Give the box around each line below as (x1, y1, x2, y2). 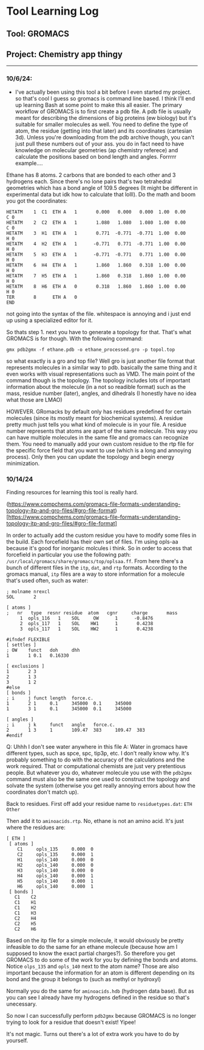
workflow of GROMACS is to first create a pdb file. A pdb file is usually (15, 108, 191, 115)
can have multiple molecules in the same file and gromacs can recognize (6, 433, 189, 441)
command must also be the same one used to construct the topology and (6, 775, 190, 783)
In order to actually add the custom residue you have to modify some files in (6, 531, 197, 539)
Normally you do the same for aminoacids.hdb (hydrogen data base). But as (6, 987, 194, 995)
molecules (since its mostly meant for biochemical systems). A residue (6, 414, 183, 421)
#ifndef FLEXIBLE (6, 636, 50, 643)
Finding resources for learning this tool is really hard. (6, 488, 138, 495)
